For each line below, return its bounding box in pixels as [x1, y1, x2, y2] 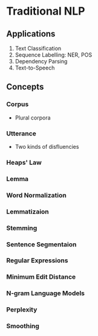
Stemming [6, 224, 38, 232]
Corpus [6, 100, 29, 109]
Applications [6, 29, 56, 39]
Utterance [6, 129, 36, 138]
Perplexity [6, 306, 38, 314]
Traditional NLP [6, 4, 85, 18]
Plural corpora [15, 114, 51, 121]
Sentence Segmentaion [6, 240, 77, 248]
